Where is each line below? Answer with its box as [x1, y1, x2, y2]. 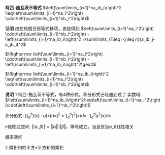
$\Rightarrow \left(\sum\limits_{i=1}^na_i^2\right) [5, 51, 103, 57]
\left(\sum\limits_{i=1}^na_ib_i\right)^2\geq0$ [5, 61, 96, 67]
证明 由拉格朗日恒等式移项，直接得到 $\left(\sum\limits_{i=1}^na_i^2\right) [5, 26, 154, 31]
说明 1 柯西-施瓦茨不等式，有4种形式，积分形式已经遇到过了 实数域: [5, 92, 142, 97]
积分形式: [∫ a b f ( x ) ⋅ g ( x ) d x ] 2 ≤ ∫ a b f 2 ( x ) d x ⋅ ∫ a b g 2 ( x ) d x [5, 112, 111, 120]
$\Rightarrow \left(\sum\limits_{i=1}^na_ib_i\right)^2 [5, 71, 109, 77]
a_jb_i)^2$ [5, 42, 26, 47]
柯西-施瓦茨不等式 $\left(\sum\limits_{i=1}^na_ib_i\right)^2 [5, 5, 122, 10]
